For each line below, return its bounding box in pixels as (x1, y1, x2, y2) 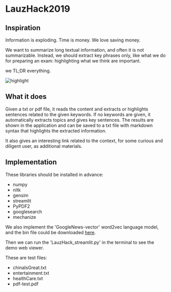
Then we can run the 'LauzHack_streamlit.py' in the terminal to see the (5, 239, 155, 245)
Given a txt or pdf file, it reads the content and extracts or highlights (5, 106, 148, 112)
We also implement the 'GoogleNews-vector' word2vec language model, (5, 223, 159, 230)
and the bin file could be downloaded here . (5, 229, 96, 235)
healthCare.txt (12, 275, 44, 281)
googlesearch (12, 208, 42, 215)
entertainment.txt (12, 269, 50, 276)
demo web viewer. (5, 244, 45, 251)
